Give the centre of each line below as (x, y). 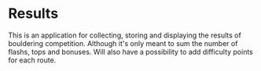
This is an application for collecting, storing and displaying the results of (125, 35)
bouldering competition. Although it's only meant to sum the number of (123, 43)
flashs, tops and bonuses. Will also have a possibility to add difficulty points (130, 51)
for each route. (32, 60)
